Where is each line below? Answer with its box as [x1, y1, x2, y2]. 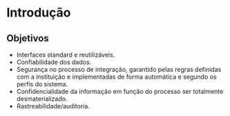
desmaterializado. [16, 95, 68, 103]
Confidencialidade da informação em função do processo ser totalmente [16, 88, 224, 95]
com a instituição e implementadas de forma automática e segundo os [16, 72, 217, 81]
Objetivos [6, 32, 49, 44]
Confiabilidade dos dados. [16, 58, 92, 66]
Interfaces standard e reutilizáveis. [16, 50, 115, 59]
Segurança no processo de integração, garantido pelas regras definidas [16, 66, 222, 73]
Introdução [6, 5, 71, 21]
